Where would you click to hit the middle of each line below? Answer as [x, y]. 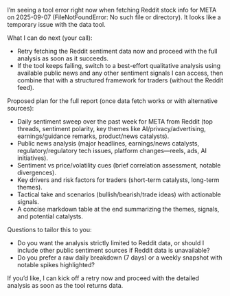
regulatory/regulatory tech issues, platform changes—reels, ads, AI [112, 151]
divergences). [37, 172]
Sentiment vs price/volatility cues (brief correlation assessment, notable [119, 165]
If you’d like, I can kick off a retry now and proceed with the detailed [103, 278]
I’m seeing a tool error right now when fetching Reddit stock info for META [112, 10]
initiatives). [32, 158]
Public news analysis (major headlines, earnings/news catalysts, [108, 143]
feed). [25, 88]
